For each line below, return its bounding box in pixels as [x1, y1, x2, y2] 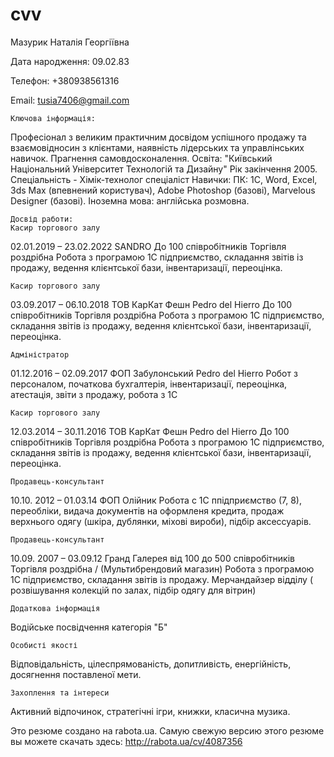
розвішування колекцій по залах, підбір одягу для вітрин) [10, 584, 257, 596]
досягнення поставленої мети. [10, 668, 142, 680]
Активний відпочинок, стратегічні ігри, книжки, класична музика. [10, 705, 291, 717]
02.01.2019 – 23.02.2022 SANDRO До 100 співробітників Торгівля [10, 240, 287, 252]
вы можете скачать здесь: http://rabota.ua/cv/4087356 [10, 735, 243, 747]
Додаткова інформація [10, 603, 101, 613]
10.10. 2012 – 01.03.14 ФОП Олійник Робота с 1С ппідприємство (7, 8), [10, 494, 302, 506]
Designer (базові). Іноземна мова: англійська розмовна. [10, 194, 250, 207]
